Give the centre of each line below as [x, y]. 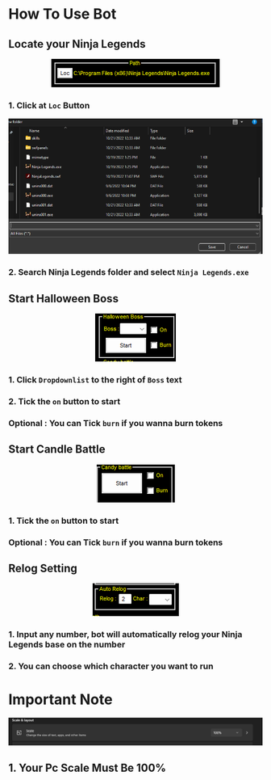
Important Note [60, 700]
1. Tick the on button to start [64, 521]
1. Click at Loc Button [49, 105]
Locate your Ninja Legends [77, 44]
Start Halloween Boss [64, 299]
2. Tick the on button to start [65, 402]
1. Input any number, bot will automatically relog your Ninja [125, 635]
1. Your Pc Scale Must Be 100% [88, 768]
